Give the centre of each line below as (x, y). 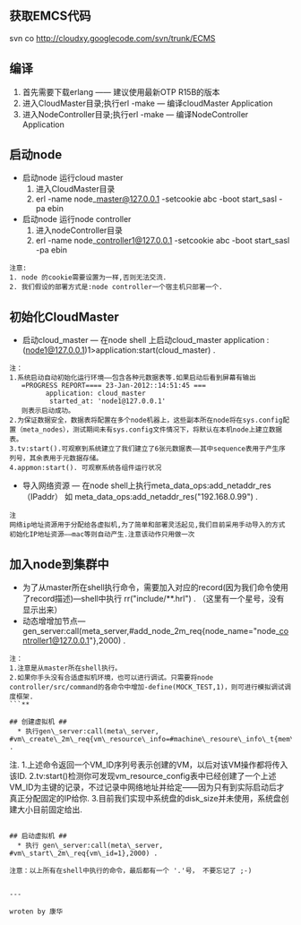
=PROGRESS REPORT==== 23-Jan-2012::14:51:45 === (113, 386)
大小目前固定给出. (50, 809)
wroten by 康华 (36, 912)
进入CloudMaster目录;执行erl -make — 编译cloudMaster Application (147, 103)
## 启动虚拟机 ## (38, 836)
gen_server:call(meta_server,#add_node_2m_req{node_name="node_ (151, 631)
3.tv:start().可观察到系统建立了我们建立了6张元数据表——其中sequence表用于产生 (144, 449)
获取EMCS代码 (50, 16)
